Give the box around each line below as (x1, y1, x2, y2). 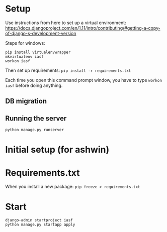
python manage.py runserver (5, 128, 64, 133)
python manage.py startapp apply (5, 222, 75, 227)
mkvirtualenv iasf (5, 54, 44, 59)
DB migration (5, 97, 47, 105)
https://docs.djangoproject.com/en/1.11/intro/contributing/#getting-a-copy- (5, 25, 160, 31)
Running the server (5, 114, 67, 123)
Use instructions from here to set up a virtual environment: (5, 20, 127, 26)
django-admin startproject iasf (5, 218, 73, 223)
